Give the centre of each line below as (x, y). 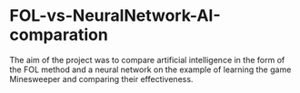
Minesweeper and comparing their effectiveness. (101, 79)
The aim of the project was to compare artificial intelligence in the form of (147, 60)
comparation (59, 35)
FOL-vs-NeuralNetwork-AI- (115, 16)
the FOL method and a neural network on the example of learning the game (150, 70)
